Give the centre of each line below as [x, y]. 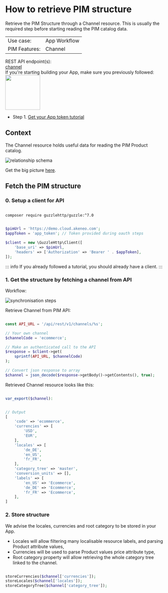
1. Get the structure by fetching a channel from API [69, 280]
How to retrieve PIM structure [69, 9]
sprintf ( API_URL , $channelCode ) [48, 357]
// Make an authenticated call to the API [51, 347]
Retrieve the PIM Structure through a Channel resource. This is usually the [82, 23]
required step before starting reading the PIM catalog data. [67, 28]
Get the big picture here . [31, 170]
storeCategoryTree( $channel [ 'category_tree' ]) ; [56, 586]
